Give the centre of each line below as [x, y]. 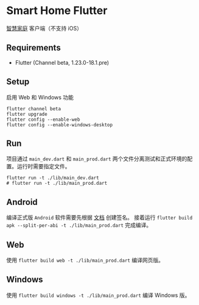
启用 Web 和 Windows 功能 [40, 97]
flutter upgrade [27, 114]
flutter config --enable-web [43, 120]
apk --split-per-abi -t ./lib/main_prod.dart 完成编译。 [79, 225]
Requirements [33, 48]
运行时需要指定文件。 [44, 167]
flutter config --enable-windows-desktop [60, 125]
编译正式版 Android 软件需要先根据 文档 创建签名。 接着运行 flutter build [100, 218]
